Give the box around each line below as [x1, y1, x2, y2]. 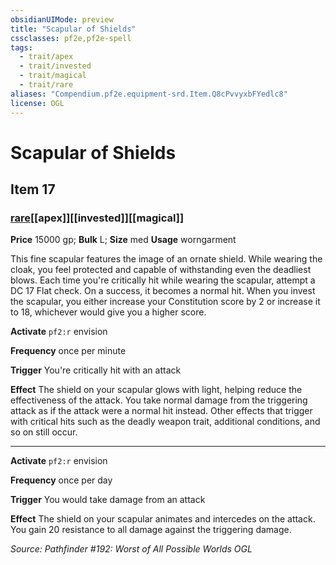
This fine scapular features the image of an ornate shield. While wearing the [10, 253, 323, 265]
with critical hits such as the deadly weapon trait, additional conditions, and [10, 416, 321, 428]
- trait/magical [19, 71, 87, 81]
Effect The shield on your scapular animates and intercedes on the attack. [10, 513, 316, 525]
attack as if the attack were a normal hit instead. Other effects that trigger [10, 405, 313, 417]
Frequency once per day [10, 474, 113, 486]
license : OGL [10, 98, 65, 108]
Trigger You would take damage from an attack [10, 494, 206, 506]
